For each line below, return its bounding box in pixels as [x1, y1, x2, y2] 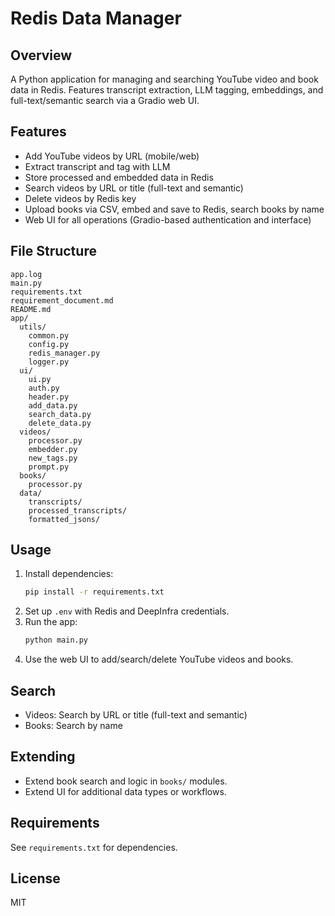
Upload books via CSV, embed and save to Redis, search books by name [24, 203, 325, 215]
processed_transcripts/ [28, 505, 128, 516]
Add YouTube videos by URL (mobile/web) [24, 150, 200, 162]
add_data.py [28, 400, 78, 411]
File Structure [10, 243, 97, 260]
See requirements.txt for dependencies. [10, 841, 178, 853]
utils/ [19, 322, 47, 332]
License [10, 870, 61, 887]
